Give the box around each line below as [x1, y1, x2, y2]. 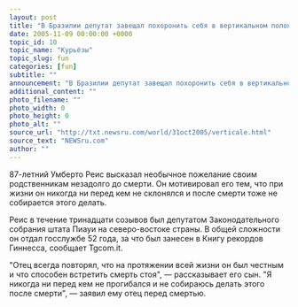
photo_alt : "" [9, 120, 62, 129]
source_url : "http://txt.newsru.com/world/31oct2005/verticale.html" [9, 128, 272, 137]
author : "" [9, 144, 50, 153]
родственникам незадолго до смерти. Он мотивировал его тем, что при [9, 178, 284, 188]
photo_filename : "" [9, 95, 82, 104]
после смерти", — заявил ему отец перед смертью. [9, 288, 207, 298]
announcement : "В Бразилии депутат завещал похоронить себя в [9, 79, 244, 88]
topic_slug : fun [9, 54, 69, 63]
